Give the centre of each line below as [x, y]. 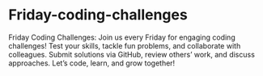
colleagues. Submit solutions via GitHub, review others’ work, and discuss [131, 54]
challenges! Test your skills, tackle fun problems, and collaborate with [125, 45]
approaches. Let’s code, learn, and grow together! [92, 63]
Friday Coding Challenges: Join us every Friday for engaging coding [122, 37]
